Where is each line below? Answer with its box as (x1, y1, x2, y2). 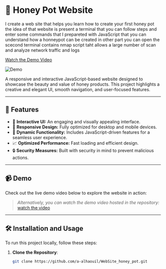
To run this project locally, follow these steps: (5, 240, 97, 246)
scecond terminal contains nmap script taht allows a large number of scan (5, 42, 156, 48)
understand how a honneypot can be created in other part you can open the (5, 37, 160, 43)
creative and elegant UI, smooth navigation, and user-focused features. (5, 86, 151, 92)
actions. (12, 155, 29, 161)
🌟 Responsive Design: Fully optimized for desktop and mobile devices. (12, 124, 157, 130)
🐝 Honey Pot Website (5, 4, 93, 16)
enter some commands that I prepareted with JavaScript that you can (5, 31, 147, 37)
